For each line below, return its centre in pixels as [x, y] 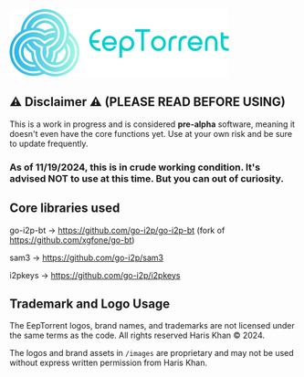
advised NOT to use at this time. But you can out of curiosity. [147, 178]
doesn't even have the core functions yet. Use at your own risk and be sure [151, 133]
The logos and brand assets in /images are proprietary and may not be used [152, 353]
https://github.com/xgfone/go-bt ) [72, 240]
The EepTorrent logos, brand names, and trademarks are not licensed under [152, 326]
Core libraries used [65, 209]
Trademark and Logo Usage [90, 304]
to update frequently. [49, 143]
